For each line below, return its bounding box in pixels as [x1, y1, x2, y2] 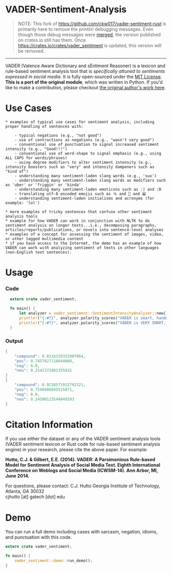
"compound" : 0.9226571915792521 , [14, 383, 86, 388]
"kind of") [5, 168, 29, 174]
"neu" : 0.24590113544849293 [14, 396, 74, 402]
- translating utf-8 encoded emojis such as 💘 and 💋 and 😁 [14, 191, 146, 196]
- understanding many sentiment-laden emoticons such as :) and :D [14, 186, 161, 192]
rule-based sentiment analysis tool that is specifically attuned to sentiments [5, 68, 165, 74]
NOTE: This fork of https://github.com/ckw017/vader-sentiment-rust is [17, 21, 166, 27]
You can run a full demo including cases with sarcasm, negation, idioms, [5, 529, 158, 535]
